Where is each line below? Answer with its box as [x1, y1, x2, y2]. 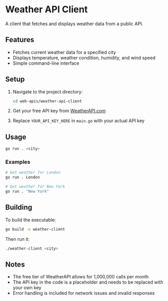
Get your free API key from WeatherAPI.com [12, 108, 106, 114]
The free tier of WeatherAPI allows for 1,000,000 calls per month [12, 274, 149, 280]
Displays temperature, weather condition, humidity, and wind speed [12, 54, 156, 61]
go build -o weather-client [5, 227, 66, 232]
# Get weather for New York [5, 184, 66, 190]
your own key [12, 285, 42, 291]
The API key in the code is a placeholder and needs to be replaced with [12, 279, 163, 286]
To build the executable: [5, 217, 56, 223]
